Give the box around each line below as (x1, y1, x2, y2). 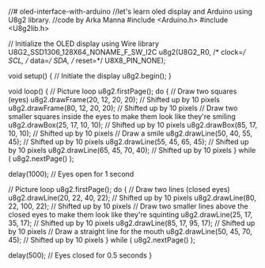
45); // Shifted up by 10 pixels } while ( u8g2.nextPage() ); (8, 235, 195, 244)
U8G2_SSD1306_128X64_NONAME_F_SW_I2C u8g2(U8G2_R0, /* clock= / (8, 48, 246, 56)
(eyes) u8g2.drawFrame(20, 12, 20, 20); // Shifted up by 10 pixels (8, 95, 220, 104)
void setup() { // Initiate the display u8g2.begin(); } (8, 71, 172, 80)
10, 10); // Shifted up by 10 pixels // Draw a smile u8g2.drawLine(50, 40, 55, (8, 128, 253, 138)
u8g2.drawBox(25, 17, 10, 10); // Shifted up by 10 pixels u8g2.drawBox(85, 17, (8, 121, 258, 129)
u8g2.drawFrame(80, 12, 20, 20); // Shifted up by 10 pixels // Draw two (8, 103, 238, 113)
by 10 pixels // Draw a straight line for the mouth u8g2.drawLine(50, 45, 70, (8, 227, 253, 236)
